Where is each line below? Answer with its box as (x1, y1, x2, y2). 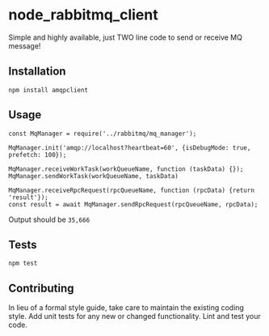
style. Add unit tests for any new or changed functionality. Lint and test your (8, 312, 261, 321)
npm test (8, 259, 38, 268)
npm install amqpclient (8, 86, 89, 94)
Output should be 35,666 (8, 215, 90, 224)
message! (8, 40, 41, 50)
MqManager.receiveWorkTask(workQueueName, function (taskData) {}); (8, 164, 244, 173)
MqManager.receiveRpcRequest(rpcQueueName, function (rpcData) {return (8, 186, 254, 194)
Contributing (8, 281, 74, 295)
